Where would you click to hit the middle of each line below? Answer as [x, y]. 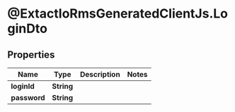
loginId [23, 86]
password [28, 98]
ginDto [28, 29]
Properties [31, 55]
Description [100, 74]
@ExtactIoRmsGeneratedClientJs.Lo [118, 14]
